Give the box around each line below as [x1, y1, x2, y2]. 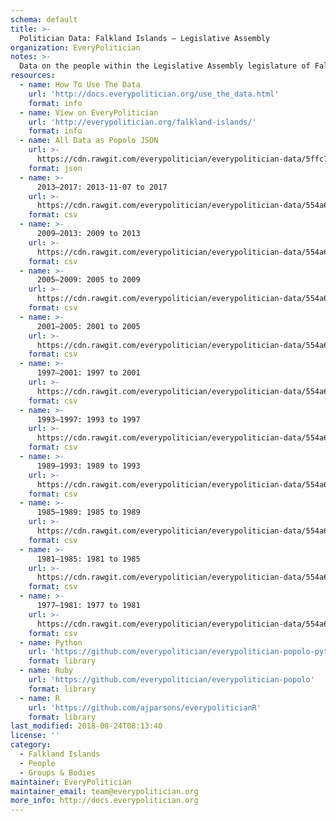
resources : [10, 71, 56, 81]
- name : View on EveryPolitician [19, 107, 159, 118]
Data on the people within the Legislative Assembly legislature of [19, 61, 311, 71]
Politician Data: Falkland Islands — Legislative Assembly [19, 33, 271, 43]
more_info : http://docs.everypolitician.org [10, 796, 199, 806]
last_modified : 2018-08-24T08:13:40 [10, 721, 163, 731]
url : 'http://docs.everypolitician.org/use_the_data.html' [28, 89, 280, 99]
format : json [28, 163, 83, 173]
